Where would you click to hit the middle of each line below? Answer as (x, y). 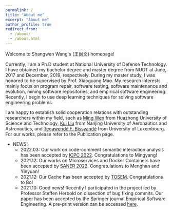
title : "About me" (25, 15)
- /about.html (25, 39)
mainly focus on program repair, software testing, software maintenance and (86, 86)
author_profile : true (28, 24)
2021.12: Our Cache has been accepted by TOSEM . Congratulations (92, 177)
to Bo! (27, 182)
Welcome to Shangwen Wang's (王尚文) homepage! (60, 54)
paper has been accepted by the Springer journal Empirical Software (93, 199)
